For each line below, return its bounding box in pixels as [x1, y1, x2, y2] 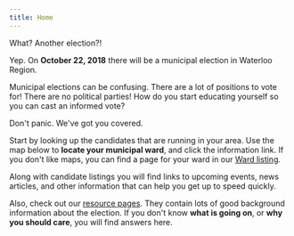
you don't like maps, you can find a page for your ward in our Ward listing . [9, 153, 282, 165]
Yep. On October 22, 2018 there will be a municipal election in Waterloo [9, 54, 274, 65]
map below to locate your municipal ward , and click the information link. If [9, 144, 284, 155]
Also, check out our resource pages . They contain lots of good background [9, 198, 285, 208]
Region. [9, 64, 37, 75]
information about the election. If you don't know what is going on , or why [9, 207, 283, 218]
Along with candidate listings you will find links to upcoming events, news [9, 171, 279, 182]
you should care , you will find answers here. [9, 216, 174, 227]
